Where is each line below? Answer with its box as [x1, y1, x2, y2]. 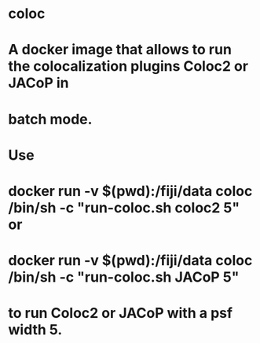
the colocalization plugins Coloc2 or [8, 57, 249, 76]
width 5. [8, 321, 63, 339]
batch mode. [8, 110, 93, 128]
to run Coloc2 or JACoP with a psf [8, 304, 233, 323]
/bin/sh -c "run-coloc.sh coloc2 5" [8, 198, 240, 216]
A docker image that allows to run [8, 41, 232, 59]
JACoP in [8, 74, 69, 92]
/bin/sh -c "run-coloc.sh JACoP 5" [8, 268, 240, 286]
